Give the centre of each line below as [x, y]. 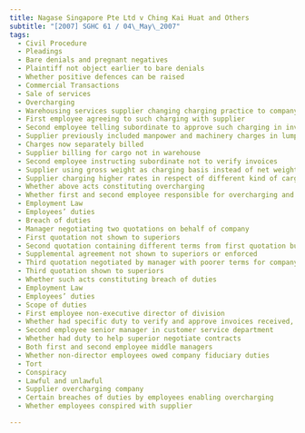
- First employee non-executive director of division [121, 313]
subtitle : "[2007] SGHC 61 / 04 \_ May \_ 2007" [95, 26]
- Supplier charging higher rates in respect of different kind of [148, 178]
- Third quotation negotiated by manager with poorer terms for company [158, 263]
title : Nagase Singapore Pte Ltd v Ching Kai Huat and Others [129, 18]
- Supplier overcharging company [81, 389]
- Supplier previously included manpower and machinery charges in [148, 136]
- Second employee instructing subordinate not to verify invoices [148, 161]
